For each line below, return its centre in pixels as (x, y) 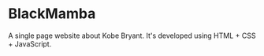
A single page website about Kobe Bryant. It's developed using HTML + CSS (132, 35)
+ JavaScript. (30, 43)
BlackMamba (52, 14)
